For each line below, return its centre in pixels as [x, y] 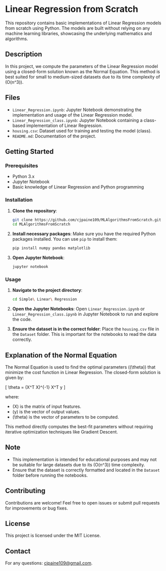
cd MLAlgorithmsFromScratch [41, 224]
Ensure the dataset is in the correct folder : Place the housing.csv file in [86, 329]
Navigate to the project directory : [47, 290]
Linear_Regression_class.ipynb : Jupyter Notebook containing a [77, 120]
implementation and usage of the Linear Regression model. [72, 115]
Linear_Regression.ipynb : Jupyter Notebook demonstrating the [77, 110]
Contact [18, 551]
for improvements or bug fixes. [37, 508]
